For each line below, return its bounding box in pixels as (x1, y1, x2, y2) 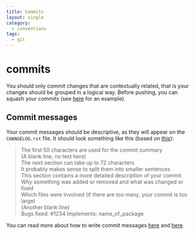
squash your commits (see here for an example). (6, 95, 126, 102)
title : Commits (6, 8, 44, 15)
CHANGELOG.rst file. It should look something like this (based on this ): (6, 134, 174, 141)
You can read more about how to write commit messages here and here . (6, 221, 184, 228)
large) (20, 197, 36, 204)
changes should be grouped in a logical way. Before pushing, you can (6, 88, 178, 96)
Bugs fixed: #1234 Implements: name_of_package (20, 210, 144, 217)
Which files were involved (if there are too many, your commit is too (20, 191, 188, 198)
